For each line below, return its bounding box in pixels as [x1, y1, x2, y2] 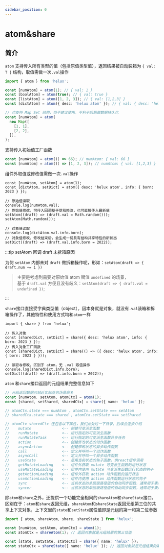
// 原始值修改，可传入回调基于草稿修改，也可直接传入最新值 [5, 208, 110, 213]
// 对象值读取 [5, 226, 30, 231]
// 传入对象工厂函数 [5, 344, 41, 349]
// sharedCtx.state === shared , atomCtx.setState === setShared [5, 412, 141, 418]
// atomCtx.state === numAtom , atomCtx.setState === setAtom [5, 408, 134, 413]
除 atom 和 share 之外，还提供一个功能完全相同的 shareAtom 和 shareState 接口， [5, 495, 156, 501]
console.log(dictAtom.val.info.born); [5, 230, 84, 235]
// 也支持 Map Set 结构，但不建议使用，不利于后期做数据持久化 [5, 110, 119, 115]
